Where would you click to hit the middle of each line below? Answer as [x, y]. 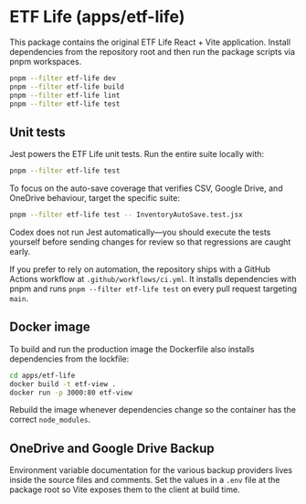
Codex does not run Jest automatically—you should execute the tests [140, 232]
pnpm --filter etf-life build [67, 87]
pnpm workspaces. [46, 61]
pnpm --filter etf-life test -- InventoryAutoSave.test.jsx [127, 215]
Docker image [50, 327]
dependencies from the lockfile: [69, 359]
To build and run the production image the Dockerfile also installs [132, 349]
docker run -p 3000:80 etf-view [71, 393]
